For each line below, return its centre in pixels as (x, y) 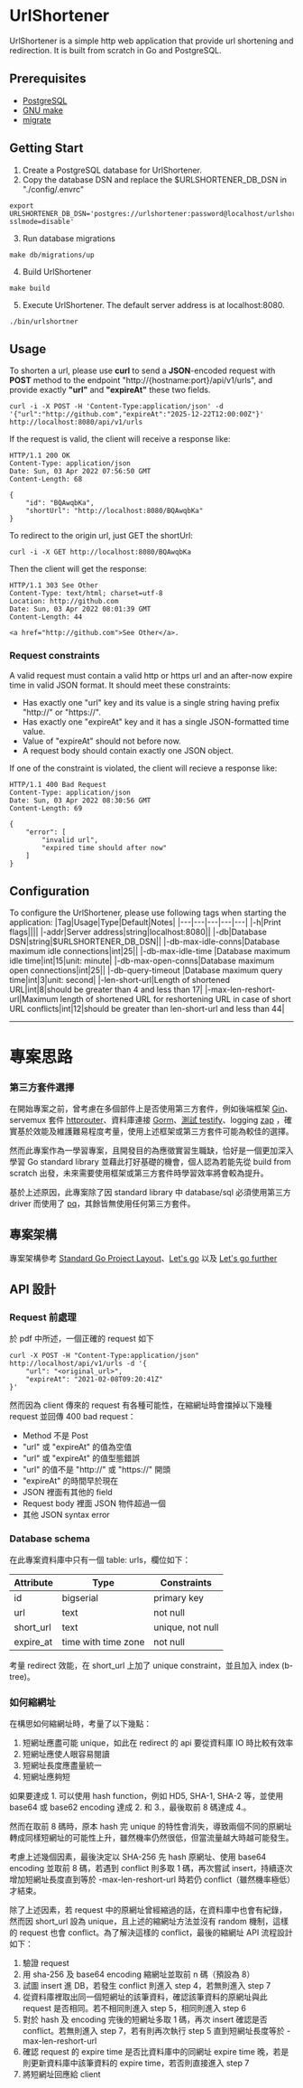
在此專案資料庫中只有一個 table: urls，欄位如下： (100, 1559)
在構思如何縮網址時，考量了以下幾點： (80, 1724)
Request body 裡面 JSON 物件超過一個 (94, 1503)
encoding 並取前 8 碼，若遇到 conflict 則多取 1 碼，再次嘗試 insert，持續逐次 (151, 1868)
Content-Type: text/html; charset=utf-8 (87, 594)
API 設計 (33, 1290)
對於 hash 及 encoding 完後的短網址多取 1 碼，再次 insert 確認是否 (145, 2019)
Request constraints (55, 656)
